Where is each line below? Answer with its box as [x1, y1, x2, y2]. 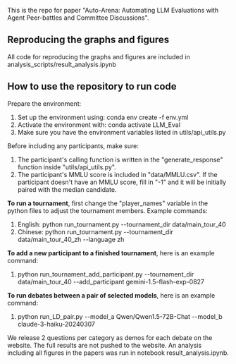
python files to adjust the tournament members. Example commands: [7, 206, 208, 214]
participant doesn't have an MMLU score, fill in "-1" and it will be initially [17, 178, 227, 186]
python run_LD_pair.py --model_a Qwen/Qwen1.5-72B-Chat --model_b [17, 312, 223, 320]
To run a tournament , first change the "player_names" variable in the [7, 199, 209, 207]
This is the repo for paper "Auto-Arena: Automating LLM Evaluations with [7, 6, 219, 14]
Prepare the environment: [7, 99, 82, 108]
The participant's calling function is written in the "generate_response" [17, 155, 223, 164]
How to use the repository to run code [7, 80, 178, 92]
